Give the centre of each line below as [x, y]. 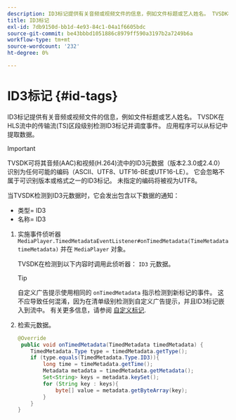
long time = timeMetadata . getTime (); [98, 365]
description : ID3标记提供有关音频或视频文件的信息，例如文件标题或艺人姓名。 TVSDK [118, 14]
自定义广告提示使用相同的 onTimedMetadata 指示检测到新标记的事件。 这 [120, 292]
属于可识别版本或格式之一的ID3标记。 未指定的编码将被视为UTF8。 [104, 181]
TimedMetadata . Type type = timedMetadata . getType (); [109, 351]
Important [21, 148]
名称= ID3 [32, 219]
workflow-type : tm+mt [39, 40]
